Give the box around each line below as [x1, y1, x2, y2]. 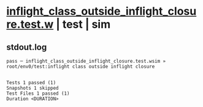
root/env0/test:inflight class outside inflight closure [6, 63, 155, 69]
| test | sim [56, 17, 111, 31]
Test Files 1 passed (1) [6, 90, 70, 97]
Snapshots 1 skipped [6, 85, 59, 91]
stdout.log [6, 42, 47, 52]
